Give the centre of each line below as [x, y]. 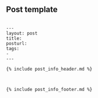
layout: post [22, 33]
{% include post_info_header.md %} [49, 69]
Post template [32, 10]
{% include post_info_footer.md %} [49, 89]
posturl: [17, 43]
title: [14, 38]
